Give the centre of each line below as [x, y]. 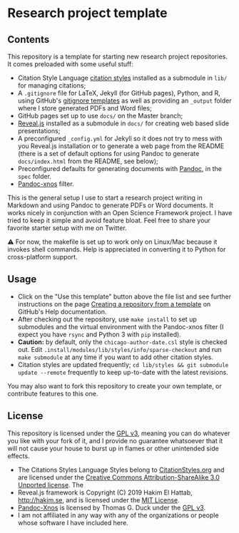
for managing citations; [52, 86]
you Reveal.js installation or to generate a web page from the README [121, 146]
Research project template [87, 13]
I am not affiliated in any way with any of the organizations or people [118, 515]
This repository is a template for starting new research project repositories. [118, 56]
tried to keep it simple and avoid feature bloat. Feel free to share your [109, 220]
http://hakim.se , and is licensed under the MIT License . [98, 500]
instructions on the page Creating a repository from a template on [114, 304]
